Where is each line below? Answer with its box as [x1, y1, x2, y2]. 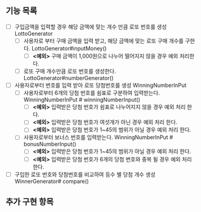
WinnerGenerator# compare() [14, 177, 89, 185]
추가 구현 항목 [5, 197, 54, 207]
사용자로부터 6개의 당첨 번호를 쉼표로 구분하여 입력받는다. [23, 89, 160, 97]
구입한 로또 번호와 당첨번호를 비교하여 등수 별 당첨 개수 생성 [14, 171, 156, 178]
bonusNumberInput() [23, 140, 77, 148]
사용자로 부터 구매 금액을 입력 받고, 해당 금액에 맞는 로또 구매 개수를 [23, 37, 184, 44]
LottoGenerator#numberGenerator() [23, 75, 114, 82]
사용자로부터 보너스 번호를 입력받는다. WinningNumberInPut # [23, 134, 174, 141]
